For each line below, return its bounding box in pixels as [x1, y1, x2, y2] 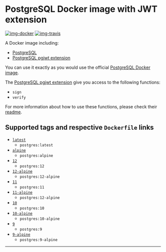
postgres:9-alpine [19, 237, 58, 242]
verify [12, 95, 26, 100]
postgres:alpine [19, 153, 53, 158]
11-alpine [12, 190, 33, 195]
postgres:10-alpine [19, 216, 60, 221]
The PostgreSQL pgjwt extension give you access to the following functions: [5, 79, 161, 85]
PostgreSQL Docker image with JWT [5, 3, 158, 15]
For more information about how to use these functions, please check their [5, 103, 157, 109]
